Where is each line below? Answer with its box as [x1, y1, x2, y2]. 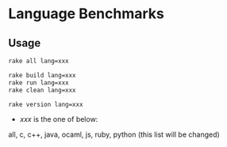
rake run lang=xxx [8, 78, 69, 87]
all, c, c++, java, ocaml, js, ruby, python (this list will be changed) [8, 130, 220, 139]
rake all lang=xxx [8, 57, 69, 65]
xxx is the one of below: [19, 115, 98, 124]
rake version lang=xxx [8, 100, 83, 108]
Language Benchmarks [8, 5, 165, 23]
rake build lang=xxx [8, 71, 77, 79]
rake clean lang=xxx [8, 86, 77, 94]
